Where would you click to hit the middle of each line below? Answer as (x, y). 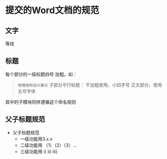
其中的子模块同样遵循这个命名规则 (41, 102)
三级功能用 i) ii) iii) (39, 151)
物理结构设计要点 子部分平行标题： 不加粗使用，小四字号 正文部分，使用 (90, 85)
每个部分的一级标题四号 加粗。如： (41, 74)
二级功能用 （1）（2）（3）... (48, 145)
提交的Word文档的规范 (52, 10)
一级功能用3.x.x (36, 139)
